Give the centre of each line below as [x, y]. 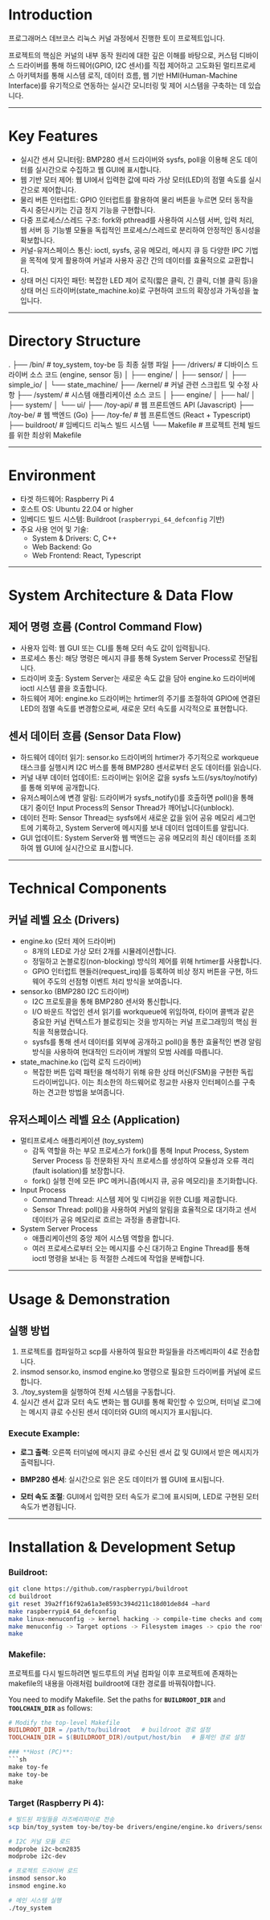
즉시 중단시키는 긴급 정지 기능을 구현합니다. [88, 209]
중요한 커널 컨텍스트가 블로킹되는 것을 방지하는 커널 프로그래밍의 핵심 [140, 1022]
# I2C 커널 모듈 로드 [39, 1841]
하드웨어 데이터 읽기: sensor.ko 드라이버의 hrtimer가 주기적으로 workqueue [139, 757]
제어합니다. [59, 189]
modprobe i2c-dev [37, 1856]
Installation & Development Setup [122, 1547]
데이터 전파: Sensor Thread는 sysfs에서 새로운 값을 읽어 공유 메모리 [127, 817]
